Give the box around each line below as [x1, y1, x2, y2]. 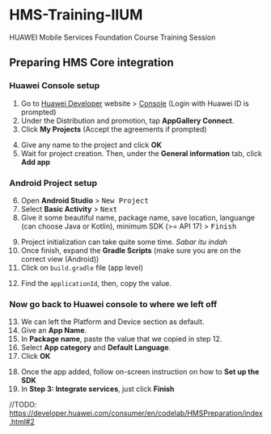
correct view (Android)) [20, 254, 100, 263]
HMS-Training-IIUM [9, 6, 143, 24]
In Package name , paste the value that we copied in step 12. [20, 334, 222, 344]
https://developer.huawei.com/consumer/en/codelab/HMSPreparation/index [9, 408, 263, 418]
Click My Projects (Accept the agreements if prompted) [20, 124, 207, 134]
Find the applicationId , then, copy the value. [20, 278, 172, 288]
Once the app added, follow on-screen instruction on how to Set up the [20, 367, 260, 377]
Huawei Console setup [9, 80, 100, 91]
